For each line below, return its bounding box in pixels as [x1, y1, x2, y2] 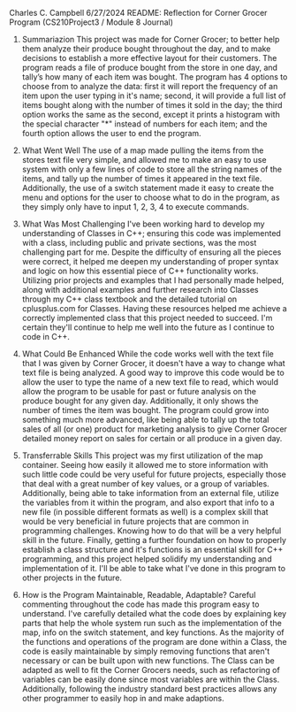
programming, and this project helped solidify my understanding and [21, 554, 272, 564]
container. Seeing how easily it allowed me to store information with [21, 460, 269, 470]
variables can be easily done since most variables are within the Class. [21, 674, 280, 685]
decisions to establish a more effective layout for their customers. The [21, 53, 277, 63]
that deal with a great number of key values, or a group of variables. [21, 478, 269, 489]
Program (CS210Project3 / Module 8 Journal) [9, 17, 174, 27]
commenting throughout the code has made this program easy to [21, 599, 260, 609]
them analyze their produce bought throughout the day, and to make [21, 43, 271, 54]
